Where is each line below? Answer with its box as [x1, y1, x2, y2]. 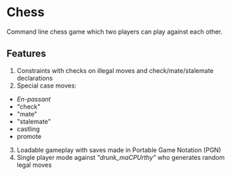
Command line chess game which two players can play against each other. [6, 27, 223, 36]
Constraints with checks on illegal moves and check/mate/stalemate [16, 66, 214, 74]
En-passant [16, 95, 51, 103]
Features [6, 48, 46, 60]
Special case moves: [16, 81, 77, 90]
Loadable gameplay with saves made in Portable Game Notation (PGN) [16, 145, 221, 154]
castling [16, 124, 40, 133]
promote [16, 132, 42, 140]
